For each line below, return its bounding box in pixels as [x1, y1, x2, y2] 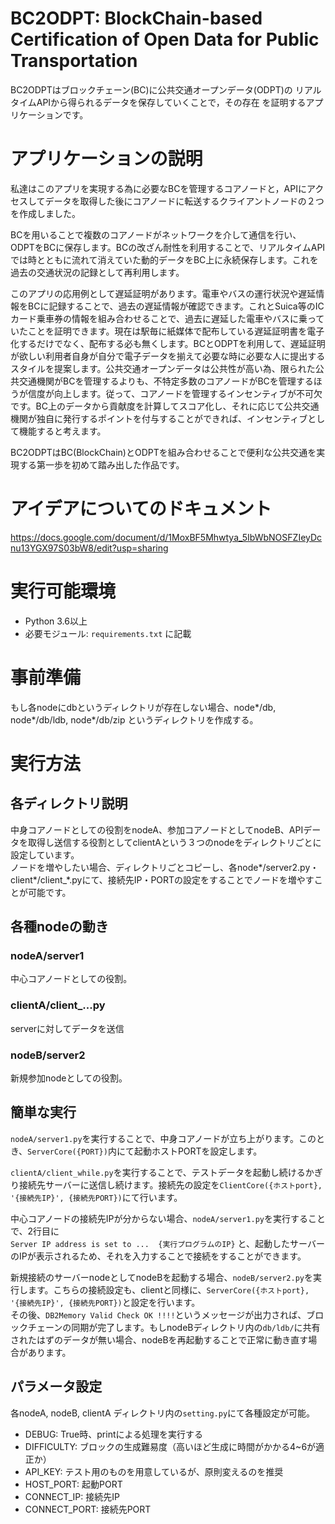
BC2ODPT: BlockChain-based [10, 7, 263, 30]
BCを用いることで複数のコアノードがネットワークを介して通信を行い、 [10, 228, 302, 241]
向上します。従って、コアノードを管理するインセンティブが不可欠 [53, 387, 323, 399]
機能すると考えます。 [18, 425, 107, 437]
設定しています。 [10, 848, 80, 861]
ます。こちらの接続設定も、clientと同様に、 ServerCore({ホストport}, [27, 1283, 310, 1296]
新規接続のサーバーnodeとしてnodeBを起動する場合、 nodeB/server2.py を [10, 1271, 313, 1283]
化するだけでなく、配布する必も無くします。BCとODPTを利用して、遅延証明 [10, 337, 326, 349]
